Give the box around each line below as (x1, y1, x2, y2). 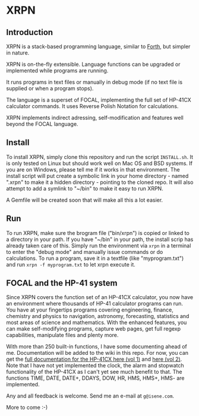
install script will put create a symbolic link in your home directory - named (6, 172, 189, 179)
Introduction (6, 27, 53, 37)
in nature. (6, 49, 30, 56)
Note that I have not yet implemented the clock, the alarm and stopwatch (6, 362, 184, 369)
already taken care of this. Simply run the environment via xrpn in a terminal (6, 242, 191, 249)
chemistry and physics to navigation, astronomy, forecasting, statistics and (6, 313, 189, 320)
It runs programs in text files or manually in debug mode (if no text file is (6, 78, 183, 85)
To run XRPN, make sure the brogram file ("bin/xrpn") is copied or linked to (6, 229, 190, 236)
